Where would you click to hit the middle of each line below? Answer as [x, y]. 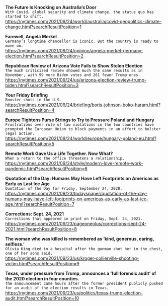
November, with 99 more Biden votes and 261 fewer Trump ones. [73, 75]
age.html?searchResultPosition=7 [40, 204]
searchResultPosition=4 [30, 110]
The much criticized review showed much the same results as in [74, 70]
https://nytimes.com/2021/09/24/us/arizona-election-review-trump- [76, 80]
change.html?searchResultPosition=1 [44, 27]
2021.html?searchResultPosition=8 [41, 229]
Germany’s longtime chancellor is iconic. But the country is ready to [82, 41]
